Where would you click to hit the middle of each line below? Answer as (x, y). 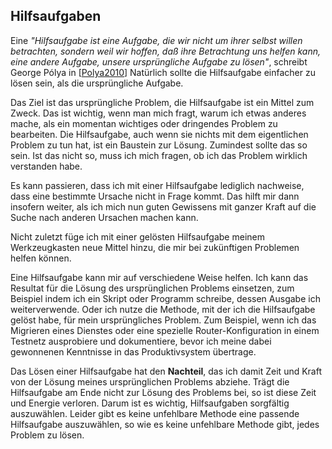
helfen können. (41, 258)
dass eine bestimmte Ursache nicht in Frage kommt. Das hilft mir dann (155, 196)
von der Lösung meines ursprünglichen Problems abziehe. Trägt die (150, 381)
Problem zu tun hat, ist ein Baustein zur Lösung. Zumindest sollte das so (159, 145)
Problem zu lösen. (47, 435)
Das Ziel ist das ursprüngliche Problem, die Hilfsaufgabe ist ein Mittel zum (162, 102)
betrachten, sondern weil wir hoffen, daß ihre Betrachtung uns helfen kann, (165, 51)
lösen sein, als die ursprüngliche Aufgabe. (97, 83)
